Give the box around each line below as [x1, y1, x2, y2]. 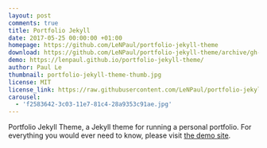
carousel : [8, 93, 41, 101]
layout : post [8, 11, 52, 20]
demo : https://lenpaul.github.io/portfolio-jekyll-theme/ [8, 56, 204, 64]
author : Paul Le [8, 64, 62, 72]
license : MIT [8, 78, 52, 86]
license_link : [8, 85, 56, 94]
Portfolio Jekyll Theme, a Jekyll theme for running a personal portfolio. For [8, 123, 252, 132]
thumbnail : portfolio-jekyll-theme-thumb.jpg [8, 71, 161, 79]
